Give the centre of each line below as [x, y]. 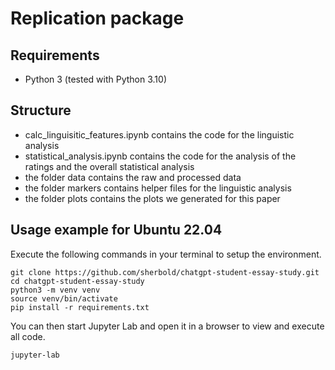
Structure [41, 110]
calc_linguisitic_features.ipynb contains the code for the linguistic [159, 134]
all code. [28, 336]
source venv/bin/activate [64, 298]
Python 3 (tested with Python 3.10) [95, 79]
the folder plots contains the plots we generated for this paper [152, 198]
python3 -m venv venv [55, 290]
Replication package [97, 18]
